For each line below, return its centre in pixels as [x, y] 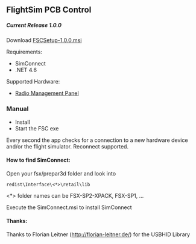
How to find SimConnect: [38, 160]
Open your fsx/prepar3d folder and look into [61, 173]
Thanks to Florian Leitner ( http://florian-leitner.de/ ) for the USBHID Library [98, 234]
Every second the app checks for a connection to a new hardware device [97, 140]
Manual [17, 109]
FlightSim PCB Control [49, 10]
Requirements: [24, 52]
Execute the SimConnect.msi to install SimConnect [69, 207]
